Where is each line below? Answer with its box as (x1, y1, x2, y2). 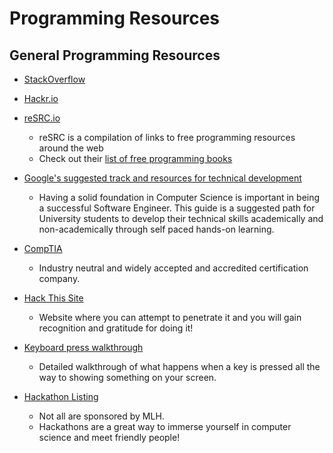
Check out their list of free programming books (38, 153, 233, 164)
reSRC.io (23, 112, 61, 124)
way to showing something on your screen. (38, 372, 217, 383)
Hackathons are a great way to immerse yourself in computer (38, 421, 292, 432)
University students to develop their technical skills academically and (38, 213, 324, 224)
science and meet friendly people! (38, 432, 181, 443)
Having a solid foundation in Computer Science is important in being (38, 192, 321, 203)
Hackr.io (23, 93, 59, 104)
